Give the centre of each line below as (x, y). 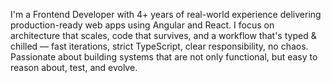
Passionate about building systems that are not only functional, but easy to (164, 57)
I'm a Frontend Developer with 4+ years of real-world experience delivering (166, 14)
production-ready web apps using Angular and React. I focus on (142, 25)
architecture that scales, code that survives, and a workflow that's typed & (163, 35)
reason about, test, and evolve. (74, 67)
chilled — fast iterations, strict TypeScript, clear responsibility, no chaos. (159, 46)
